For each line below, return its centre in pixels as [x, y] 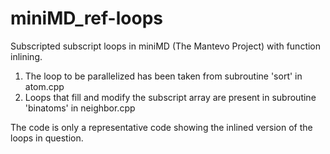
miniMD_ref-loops [86, 18]
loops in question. [47, 138]
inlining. [26, 56]
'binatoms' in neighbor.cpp [80, 108]
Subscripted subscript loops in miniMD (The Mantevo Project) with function [166, 46]
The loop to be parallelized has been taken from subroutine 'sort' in [163, 76]
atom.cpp [44, 86]
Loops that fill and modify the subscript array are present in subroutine [170, 97]
